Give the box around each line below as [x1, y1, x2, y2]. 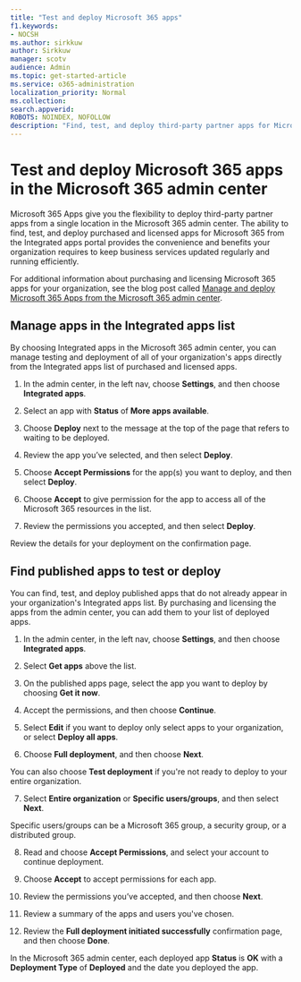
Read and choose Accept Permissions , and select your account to [22, 847, 269, 858]
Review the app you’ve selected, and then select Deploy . [22, 449, 233, 460]
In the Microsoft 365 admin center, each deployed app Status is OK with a [10, 952, 284, 963]
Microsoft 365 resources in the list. [22, 503, 152, 514]
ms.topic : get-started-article [10, 72, 127, 81]
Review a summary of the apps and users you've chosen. [22, 908, 235, 918]
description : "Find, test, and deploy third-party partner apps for [10, 122, 271, 131]
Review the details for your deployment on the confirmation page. [10, 538, 252, 549]
